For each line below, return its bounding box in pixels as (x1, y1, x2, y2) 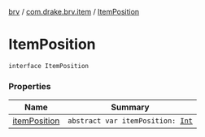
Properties (8, 80, 51, 92)
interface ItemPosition (8, 62, 89, 70)
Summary (111, 101, 150, 113)
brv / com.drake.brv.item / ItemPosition (8, 7, 140, 16)
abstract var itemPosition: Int (68, 117, 194, 126)
